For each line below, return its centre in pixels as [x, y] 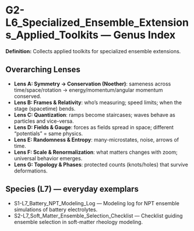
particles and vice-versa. [44, 121]
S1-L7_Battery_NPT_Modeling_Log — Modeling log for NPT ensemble [97, 203]
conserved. [27, 96]
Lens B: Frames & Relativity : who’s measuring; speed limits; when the [98, 102]
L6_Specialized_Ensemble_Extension [97, 23]
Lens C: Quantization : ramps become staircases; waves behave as [94, 115]
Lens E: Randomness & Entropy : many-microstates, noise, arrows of [96, 139]
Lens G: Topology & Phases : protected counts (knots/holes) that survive [101, 164]
